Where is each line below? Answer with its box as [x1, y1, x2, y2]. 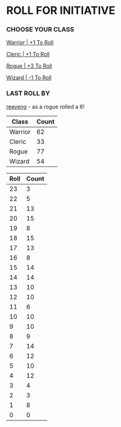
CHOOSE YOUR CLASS [6, 25, 74, 34]
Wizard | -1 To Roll [6, 74, 52, 82]
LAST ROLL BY [6, 89, 50, 97]
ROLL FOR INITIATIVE [6, 4, 116, 18]
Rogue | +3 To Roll [6, 62, 53, 70]
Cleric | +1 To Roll [6, 51, 50, 58]
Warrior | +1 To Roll [6, 39, 54, 46]
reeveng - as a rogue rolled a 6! [6, 103, 85, 110]
